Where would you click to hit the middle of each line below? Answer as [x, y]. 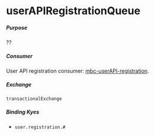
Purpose [17, 27]
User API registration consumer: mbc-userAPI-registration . [77, 71]
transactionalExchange [34, 99]
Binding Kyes [23, 112]
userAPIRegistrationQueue [73, 11]
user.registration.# [40, 127]
